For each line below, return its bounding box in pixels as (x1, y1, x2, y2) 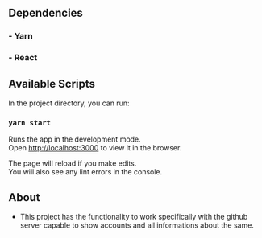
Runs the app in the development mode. (8, 134, 141, 144)
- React (8, 52, 38, 64)
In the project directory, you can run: (8, 98, 130, 108)
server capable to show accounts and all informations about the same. (19, 220, 254, 230)
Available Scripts (8, 76, 95, 91)
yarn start (8, 118, 51, 127)
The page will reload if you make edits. (8, 158, 137, 168)
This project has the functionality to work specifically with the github (19, 212, 248, 222)
